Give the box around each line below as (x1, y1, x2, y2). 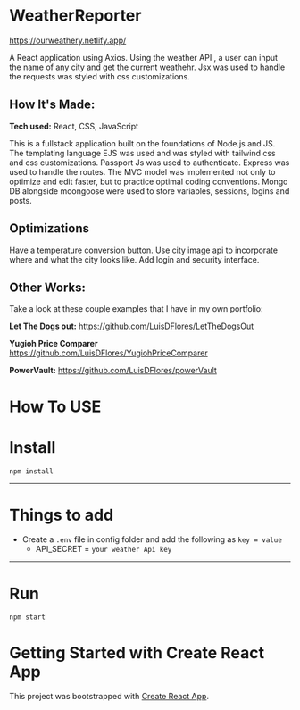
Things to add (9, 505, 114, 525)
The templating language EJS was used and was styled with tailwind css (9, 147, 276, 158)
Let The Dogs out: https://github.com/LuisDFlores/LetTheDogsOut (9, 321, 254, 331)
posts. (9, 195, 33, 205)
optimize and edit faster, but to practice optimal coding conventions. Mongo (9, 176, 288, 187)
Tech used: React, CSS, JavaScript (9, 121, 139, 131)
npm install (9, 466, 54, 476)
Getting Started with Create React (9, 642, 265, 663)
